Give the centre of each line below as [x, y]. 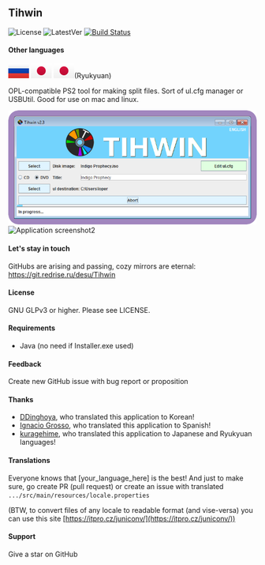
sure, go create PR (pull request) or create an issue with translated [116, 486]
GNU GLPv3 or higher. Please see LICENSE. [79, 310]
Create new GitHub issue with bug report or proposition [98, 382]
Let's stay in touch [39, 249]
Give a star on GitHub [43, 554]
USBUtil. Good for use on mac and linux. [74, 100]
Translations [29, 461]
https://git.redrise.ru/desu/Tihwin [62, 274]
